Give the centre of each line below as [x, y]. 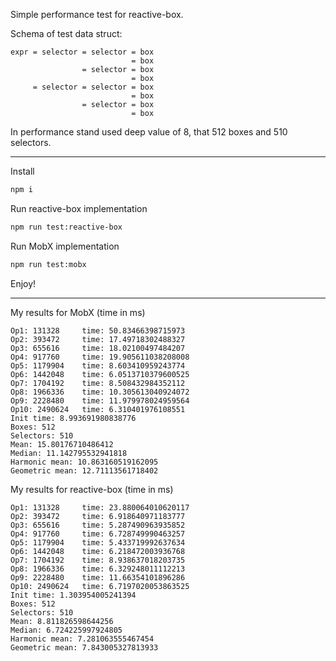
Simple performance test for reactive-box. [97, 14]
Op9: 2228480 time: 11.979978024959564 [100, 400]
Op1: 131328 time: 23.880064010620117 [100, 507]
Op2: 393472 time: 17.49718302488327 [98, 339]
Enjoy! [23, 283]
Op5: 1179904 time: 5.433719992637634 [98, 542]
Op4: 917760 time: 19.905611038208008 [100, 357]
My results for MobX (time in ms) [78, 312]
